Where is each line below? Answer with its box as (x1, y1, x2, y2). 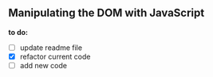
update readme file (19, 43, 82, 52)
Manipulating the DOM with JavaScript (8, 6, 205, 20)
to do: (8, 27, 28, 37)
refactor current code (19, 52, 91, 61)
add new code (19, 60, 68, 70)
